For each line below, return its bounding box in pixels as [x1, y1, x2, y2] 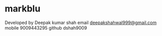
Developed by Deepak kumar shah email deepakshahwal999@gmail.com [5, 19, 157, 25]
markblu [5, 3, 41, 14]
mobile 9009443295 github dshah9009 [5, 24, 87, 30]
